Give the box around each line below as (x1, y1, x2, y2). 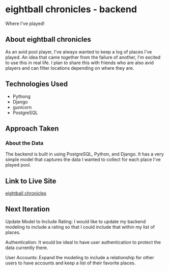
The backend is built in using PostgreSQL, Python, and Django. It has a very (5, 151, 164, 157)
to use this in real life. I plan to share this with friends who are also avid (5, 60, 154, 66)
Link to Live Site (5, 177, 57, 185)
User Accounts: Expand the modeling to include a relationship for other (5, 254, 154, 260)
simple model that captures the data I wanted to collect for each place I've (5, 156, 161, 162)
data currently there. (5, 245, 48, 251)
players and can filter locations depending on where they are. (5, 65, 134, 71)
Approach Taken (5, 124, 59, 133)
